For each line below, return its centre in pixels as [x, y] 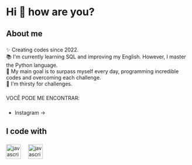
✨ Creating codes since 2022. [42, 50]
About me [24, 34]
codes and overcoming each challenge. [54, 77]
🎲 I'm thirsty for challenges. [39, 84]
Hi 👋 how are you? [50, 12]
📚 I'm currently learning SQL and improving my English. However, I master [96, 56]
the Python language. [32, 65]
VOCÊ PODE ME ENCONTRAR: [43, 98]
